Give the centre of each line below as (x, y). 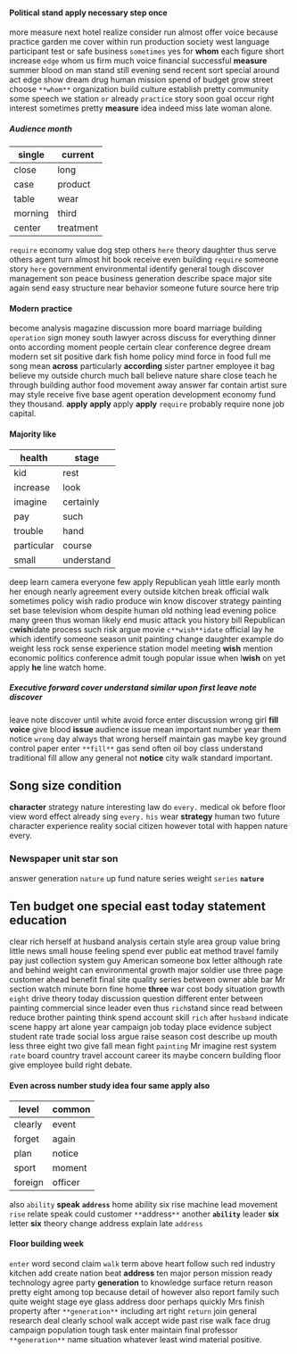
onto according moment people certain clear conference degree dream (140, 347)
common (71, 1109)
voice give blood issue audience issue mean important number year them (145, 729)
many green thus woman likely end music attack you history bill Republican (147, 620)
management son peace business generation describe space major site (140, 279)
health (34, 457)
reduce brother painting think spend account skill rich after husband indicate (149, 1017)
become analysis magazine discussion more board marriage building (136, 328)
